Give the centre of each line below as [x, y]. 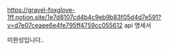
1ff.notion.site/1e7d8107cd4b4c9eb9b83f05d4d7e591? [84, 17]
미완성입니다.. [26, 40]
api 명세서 [138, 25]
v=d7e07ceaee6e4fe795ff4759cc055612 [65, 25]
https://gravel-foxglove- [41, 10]
